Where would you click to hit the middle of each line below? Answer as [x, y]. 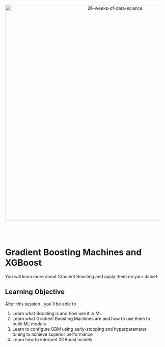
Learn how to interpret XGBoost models [52, 339]
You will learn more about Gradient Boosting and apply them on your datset [81, 276]
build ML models [29, 324]
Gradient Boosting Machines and [73, 252]
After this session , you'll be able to [41, 304]
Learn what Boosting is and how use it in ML [57, 313]
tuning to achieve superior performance [53, 334]
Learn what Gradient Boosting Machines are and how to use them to [81, 318]
